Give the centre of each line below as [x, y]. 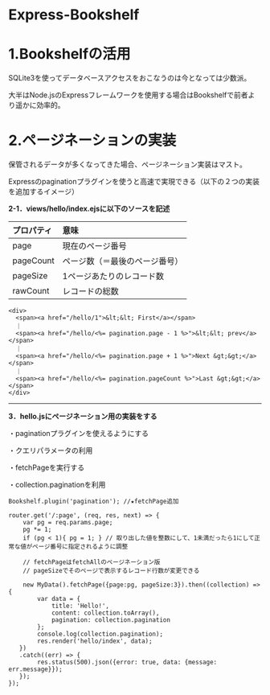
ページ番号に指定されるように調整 [80, 547]
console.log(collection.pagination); [100, 634]
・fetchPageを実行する [47, 467]
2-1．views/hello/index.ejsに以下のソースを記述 [89, 209]
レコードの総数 [90, 291]
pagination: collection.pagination [111, 620]
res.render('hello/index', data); [95, 641]
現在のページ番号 [94, 246]
